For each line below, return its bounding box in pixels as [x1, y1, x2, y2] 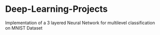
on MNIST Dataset [5, 25, 43, 31]
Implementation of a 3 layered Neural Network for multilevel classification [5, 20, 155, 26]
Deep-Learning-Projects [5, 3, 108, 15]
